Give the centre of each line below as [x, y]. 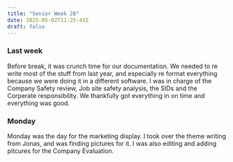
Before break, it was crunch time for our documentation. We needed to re [113, 66]
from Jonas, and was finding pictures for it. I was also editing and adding [112, 143]
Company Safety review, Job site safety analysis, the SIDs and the [102, 88]
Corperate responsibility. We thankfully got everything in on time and [106, 95]
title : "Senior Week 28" [43, 14]
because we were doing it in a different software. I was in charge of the [110, 81]
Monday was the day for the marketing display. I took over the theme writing [117, 136]
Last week [25, 51]
